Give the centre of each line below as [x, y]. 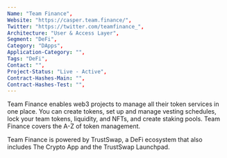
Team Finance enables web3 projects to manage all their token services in [113, 104]
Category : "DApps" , [35, 46]
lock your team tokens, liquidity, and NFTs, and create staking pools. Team [114, 119]
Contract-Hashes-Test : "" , [46, 85]
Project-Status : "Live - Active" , [57, 71]
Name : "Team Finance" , [40, 14]
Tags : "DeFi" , [28, 59]
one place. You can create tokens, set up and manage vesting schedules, [112, 112]
